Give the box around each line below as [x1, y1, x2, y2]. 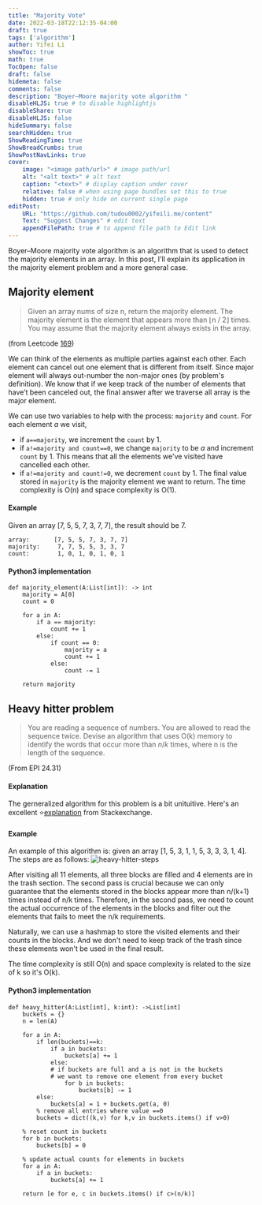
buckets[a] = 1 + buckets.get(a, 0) [50, 1100, 171, 1108]
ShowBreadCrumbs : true [8, 144, 83, 152]
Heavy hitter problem [8, 702, 114, 715]
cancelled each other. [19, 459, 90, 470]
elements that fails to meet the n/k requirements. [8, 912, 166, 922]
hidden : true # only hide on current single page [22, 195, 189, 203]
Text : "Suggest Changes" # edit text [22, 217, 146, 225]
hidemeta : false [8, 77, 61, 85]
